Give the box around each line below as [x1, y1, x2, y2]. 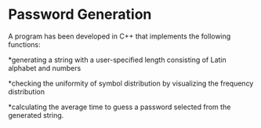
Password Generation [8, 5, 152, 24]
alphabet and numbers [8, 63, 82, 72]
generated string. [8, 110, 64, 119]
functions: [8, 39, 41, 49]
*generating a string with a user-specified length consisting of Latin [8, 55, 227, 64]
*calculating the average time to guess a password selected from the [8, 102, 231, 112]
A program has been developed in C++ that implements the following [8, 31, 231, 41]
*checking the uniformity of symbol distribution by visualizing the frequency [8, 79, 254, 88]
